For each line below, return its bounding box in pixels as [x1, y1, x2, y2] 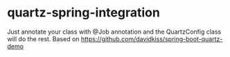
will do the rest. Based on [7, 34, 80, 43]
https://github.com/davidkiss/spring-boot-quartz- [80, 34, 223, 43]
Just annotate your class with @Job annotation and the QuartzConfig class [7, 27, 222, 36]
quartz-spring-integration [7, 5, 161, 21]
